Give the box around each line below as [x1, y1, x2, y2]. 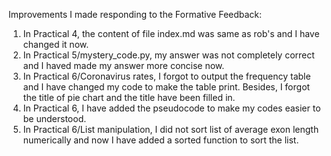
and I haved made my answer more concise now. [22, 60, 225, 71]
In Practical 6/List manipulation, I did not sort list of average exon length [22, 124, 320, 135]
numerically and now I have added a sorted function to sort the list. [22, 134, 300, 146]
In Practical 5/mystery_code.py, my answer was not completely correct [22, 49, 315, 61]
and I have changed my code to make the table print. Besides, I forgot [22, 81, 311, 93]
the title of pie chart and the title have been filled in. [22, 92, 236, 103]
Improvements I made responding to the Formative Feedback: [8, 9, 263, 20]
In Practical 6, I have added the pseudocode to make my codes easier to [22, 102, 321, 114]
